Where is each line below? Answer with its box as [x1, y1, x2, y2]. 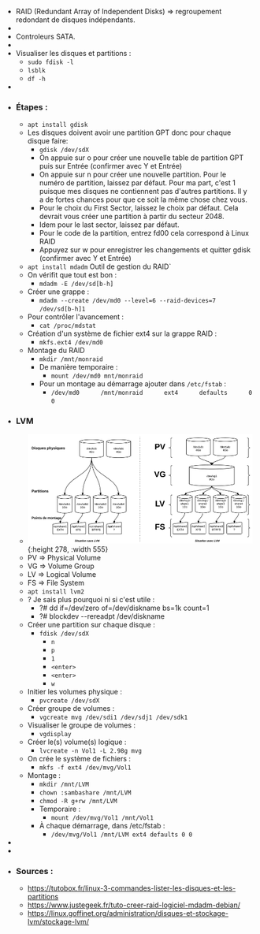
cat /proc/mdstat [39, 322, 96, 330]
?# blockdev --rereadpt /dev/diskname [39, 611, 165, 621]
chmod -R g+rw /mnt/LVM [39, 797, 117, 805]
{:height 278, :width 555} [27, 544, 109, 554]
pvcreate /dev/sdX [39, 697, 100, 705]
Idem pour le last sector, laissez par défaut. [39, 220, 180, 229]
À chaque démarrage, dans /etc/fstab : [39, 821, 165, 830]
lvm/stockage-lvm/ [27, 917, 89, 926]
